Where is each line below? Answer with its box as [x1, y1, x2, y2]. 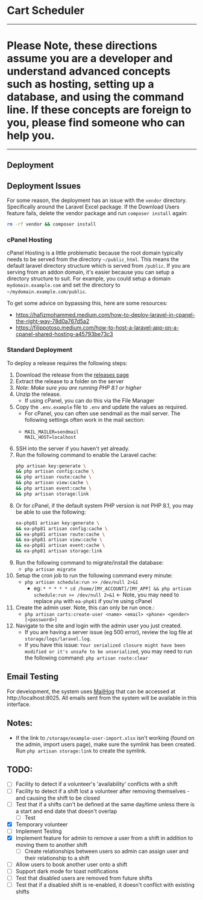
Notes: [7, 718, 33, 728]
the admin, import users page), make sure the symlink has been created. [15, 740, 196, 748]
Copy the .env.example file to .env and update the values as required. [15, 403, 188, 410]
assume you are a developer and [7, 52, 173, 65]
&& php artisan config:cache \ [15, 468, 95, 474]
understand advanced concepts [7, 65, 171, 79]
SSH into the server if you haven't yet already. [15, 445, 130, 452]
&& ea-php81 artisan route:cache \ [15, 531, 105, 537]
